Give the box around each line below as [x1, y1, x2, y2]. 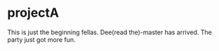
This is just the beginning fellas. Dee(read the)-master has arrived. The [7, 28, 213, 36]
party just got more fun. [7, 35, 76, 43]
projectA [7, 5, 60, 21]
